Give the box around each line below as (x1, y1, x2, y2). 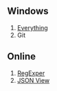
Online (7, 51, 36, 62)
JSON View (16, 76, 50, 84)
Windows (7, 5, 49, 17)
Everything (16, 23, 48, 31)
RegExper (16, 68, 45, 77)
